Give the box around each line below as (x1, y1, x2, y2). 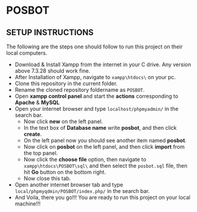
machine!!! (14, 200, 41, 207)
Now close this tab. (23, 175, 71, 182)
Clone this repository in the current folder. (14, 80, 118, 87)
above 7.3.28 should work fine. (14, 67, 90, 74)
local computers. (6, 49, 48, 57)
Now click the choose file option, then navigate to (23, 156, 147, 163)
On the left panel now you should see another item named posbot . (23, 137, 187, 144)
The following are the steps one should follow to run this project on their (6, 43, 183, 50)
